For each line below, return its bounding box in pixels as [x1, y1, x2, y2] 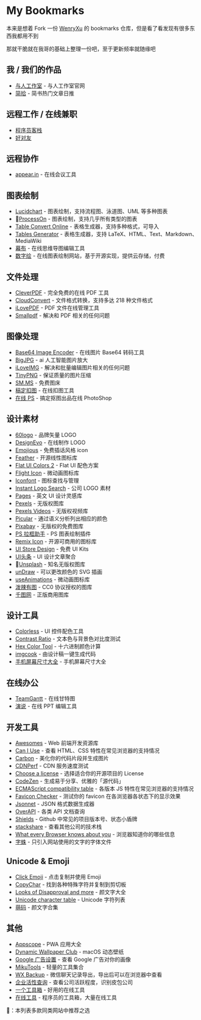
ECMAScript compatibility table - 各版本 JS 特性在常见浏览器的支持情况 [15, 785, 194, 792]
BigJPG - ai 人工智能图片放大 [15, 356, 88, 363]
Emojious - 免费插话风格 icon [15, 446, 88, 453]
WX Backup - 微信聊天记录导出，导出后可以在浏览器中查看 [15, 971, 163, 978]
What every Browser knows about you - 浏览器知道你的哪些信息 [15, 831, 175, 838]
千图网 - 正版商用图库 [15, 591, 69, 598]
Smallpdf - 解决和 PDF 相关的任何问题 [15, 312, 110, 319]
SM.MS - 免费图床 [15, 379, 61, 386]
